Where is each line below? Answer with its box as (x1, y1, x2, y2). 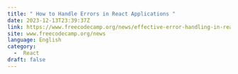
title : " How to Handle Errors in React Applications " (7, 10, 176, 18)
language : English (7, 37, 62, 44)
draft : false (7, 56, 46, 63)
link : (7, 23, 23, 30)
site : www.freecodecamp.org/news (7, 30, 106, 37)
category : (7, 43, 37, 50)
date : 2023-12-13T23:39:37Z (7, 17, 91, 24)
